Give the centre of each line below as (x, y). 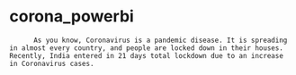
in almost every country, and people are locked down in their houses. (146, 48)
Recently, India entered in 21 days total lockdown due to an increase (146, 55)
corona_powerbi (72, 17)
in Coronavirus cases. (52, 63)
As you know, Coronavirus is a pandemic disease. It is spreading (160, 40)
